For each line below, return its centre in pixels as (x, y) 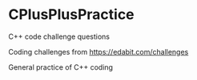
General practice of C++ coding (61, 67)
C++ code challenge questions (59, 36)
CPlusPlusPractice (71, 15)
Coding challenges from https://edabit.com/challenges (98, 51)
